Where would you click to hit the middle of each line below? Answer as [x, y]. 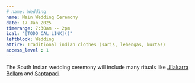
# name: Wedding [26, 12]
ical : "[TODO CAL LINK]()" [39, 34]
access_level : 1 [28, 50]
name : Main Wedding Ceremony [42, 17]
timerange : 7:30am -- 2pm [38, 28]
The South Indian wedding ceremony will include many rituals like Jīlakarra [97, 67]
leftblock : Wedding [30, 39]
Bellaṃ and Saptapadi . [33, 73]
